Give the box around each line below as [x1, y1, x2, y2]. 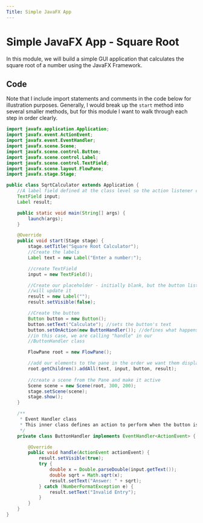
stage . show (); [28, 394, 63, 400]
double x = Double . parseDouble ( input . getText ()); [49, 467, 177, 473]
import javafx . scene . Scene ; [6, 143, 77, 149]
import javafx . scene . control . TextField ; [6, 160, 110, 166]
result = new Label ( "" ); [28, 293, 91, 300]
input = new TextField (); [28, 271, 94, 278]
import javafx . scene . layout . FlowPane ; [6, 165, 104, 172]
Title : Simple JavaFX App [6, 8, 71, 15]
